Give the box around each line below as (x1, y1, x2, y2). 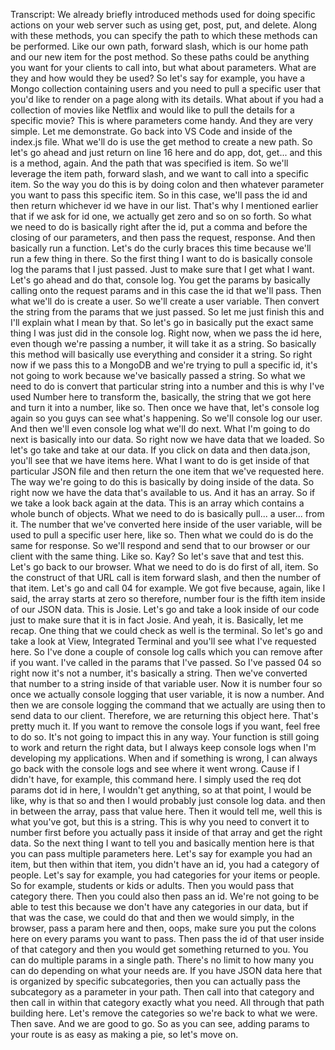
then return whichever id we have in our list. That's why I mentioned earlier (10, 200, 319, 211)
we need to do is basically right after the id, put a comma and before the (10, 221, 308, 233)
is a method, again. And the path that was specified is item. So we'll (10, 157, 289, 169)
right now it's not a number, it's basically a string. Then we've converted (10, 667, 308, 679)
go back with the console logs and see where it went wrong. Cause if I (10, 763, 300, 774)
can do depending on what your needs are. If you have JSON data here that (10, 965, 322, 976)
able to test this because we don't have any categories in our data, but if (10, 901, 309, 913)
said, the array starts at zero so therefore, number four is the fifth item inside (10, 593, 326, 604)
